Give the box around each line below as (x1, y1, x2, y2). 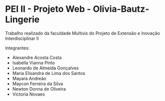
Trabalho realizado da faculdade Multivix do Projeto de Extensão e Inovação (5, 30, 161, 36)
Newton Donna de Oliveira (12, 86, 66, 92)
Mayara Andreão (12, 75, 46, 81)
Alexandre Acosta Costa (12, 54, 62, 60)
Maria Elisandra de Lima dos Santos (12, 70, 85, 76)
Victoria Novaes (12, 91, 45, 97)
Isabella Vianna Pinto (12, 60, 55, 66)
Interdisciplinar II (5, 35, 39, 41)
